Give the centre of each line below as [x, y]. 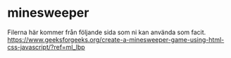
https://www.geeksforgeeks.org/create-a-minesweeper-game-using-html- [116, 39]
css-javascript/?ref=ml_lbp [46, 47]
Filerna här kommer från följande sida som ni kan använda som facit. [107, 32]
